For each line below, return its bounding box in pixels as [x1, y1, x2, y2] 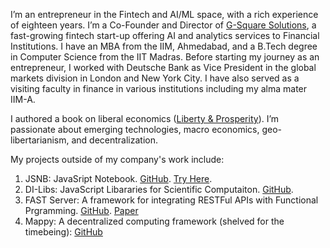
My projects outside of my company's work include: [10, 154, 225, 165]
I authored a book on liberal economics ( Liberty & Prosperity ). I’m [10, 113, 280, 124]
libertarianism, [10, 134, 70, 146]
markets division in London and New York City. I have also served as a [10, 72, 300, 84]
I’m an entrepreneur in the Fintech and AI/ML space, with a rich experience [10, 9, 319, 20]
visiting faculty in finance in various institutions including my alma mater [10, 83, 308, 94]
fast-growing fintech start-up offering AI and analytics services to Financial [10, 30, 320, 41]
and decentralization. [71, 134, 159, 146]
